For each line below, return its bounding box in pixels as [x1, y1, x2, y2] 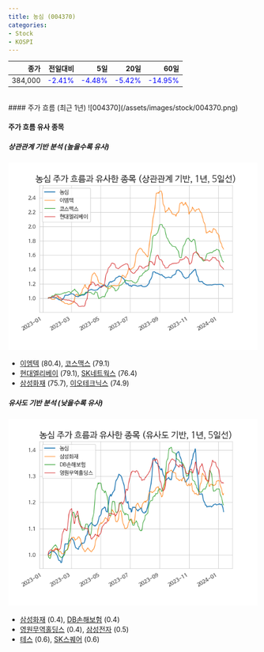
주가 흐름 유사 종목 [8, 123, 65, 132]
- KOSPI [8, 38, 34, 46]
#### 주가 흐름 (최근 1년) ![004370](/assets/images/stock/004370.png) [8, 103, 239, 112]
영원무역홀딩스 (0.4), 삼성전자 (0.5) [19, 625, 129, 635]
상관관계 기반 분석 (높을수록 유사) [8, 142, 110, 151]
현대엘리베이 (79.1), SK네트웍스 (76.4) [19, 369, 138, 378]
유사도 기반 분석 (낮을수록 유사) [8, 398, 104, 407]
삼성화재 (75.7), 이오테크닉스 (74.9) [19, 378, 130, 388]
